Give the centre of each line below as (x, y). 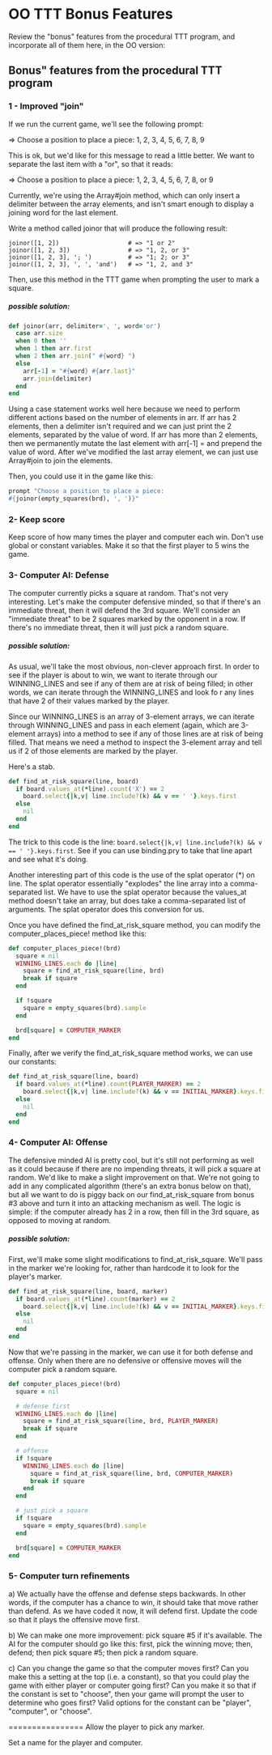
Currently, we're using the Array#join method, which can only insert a (124, 195)
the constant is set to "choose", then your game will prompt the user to (126, 1693)
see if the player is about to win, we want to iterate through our (113, 675)
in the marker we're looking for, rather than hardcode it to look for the (124, 1268)
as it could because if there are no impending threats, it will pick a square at (135, 1169)
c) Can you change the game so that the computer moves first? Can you (129, 1668)
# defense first (43, 1406)
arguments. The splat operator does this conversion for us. (106, 909)
